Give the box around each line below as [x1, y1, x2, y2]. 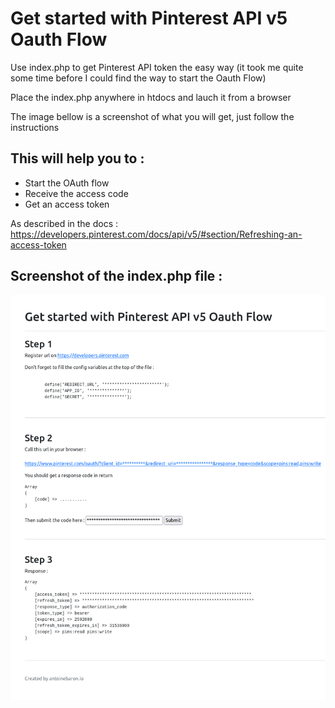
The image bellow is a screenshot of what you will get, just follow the [10, 110, 295, 122]
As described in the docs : [10, 217, 119, 229]
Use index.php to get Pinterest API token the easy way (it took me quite [10, 61, 304, 73]
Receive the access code [24, 187, 129, 199]
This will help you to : [10, 150, 145, 167]
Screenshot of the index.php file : [10, 268, 223, 285]
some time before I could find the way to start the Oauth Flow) [10, 72, 267, 84]
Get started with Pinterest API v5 [10, 7, 288, 30]
